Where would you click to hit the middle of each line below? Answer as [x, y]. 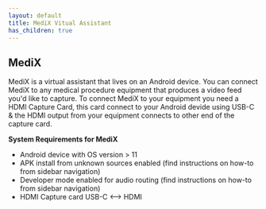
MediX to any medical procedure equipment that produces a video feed [125, 90]
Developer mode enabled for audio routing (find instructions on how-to [136, 180]
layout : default [35, 15]
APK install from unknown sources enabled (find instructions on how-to [137, 163]
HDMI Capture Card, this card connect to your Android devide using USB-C [131, 107]
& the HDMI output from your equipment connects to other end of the [121, 115]
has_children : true [40, 30]
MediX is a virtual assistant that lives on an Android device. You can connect [133, 82]
